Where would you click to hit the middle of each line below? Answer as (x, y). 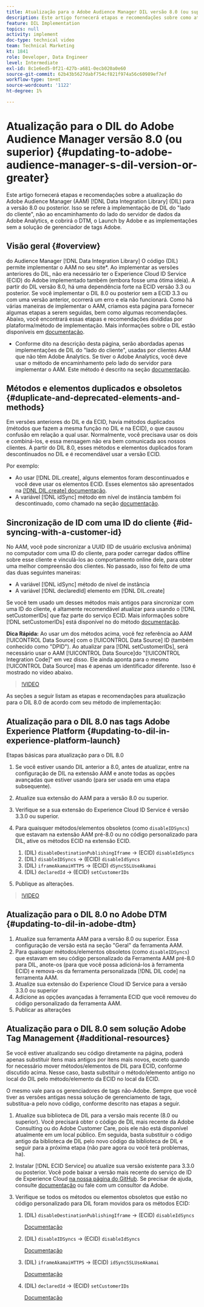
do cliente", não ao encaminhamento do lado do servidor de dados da (93, 214)
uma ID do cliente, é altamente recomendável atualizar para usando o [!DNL (101, 609)
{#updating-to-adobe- (115, 152)
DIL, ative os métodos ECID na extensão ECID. (73, 841)
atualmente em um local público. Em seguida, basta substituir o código (104, 1135)
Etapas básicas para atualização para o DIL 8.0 (65, 755)
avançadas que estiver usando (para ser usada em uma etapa (92, 780)
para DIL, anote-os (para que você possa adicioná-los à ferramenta (99, 964)
